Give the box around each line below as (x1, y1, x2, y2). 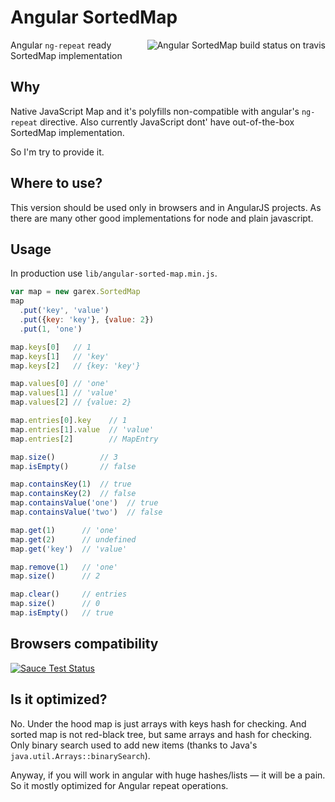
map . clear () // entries (10, 589, 128, 600)
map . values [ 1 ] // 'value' (10, 388, 118, 398)
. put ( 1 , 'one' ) (19, 324, 83, 334)
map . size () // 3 (10, 452, 118, 462)
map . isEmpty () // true (10, 608, 114, 618)
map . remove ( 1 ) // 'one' (10, 562, 118, 572)
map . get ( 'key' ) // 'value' (10, 544, 128, 554)
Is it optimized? (10, 691, 108, 708)
